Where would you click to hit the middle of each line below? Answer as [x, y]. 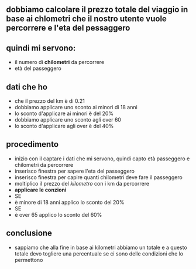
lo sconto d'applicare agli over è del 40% [64, 126]
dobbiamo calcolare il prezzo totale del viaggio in [97, 10]
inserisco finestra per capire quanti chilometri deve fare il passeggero [98, 177]
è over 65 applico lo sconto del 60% [58, 214]
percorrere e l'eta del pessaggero [68, 28]
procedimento [32, 144]
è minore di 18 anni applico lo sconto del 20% [69, 202]
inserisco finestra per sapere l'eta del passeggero [74, 171]
